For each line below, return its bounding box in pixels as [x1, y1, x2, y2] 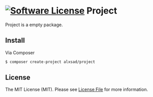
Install [5, 36, 25, 45]
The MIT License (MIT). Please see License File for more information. [5, 86, 148, 92]
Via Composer [5, 49, 35, 55]
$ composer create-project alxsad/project [5, 59, 95, 64]
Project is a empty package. [5, 22, 63, 28]
